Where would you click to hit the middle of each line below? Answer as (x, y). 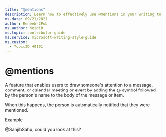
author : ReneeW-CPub (27, 23)
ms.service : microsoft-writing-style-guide (51, 38)
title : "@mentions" (25, 10)
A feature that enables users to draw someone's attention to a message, (79, 85)
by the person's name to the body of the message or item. (65, 95)
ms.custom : (16, 42)
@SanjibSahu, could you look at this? (43, 129)
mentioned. (17, 110)
